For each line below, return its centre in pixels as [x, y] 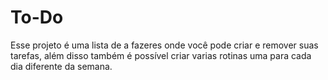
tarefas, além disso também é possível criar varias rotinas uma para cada [161, 55]
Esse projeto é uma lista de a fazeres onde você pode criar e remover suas [164, 45]
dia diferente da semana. [61, 66]
